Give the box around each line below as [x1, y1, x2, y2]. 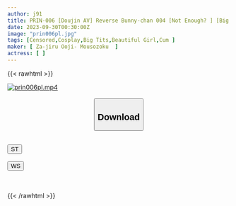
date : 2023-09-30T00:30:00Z [7, 23, 90, 30]
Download [98, 111, 140, 122]
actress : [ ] [7, 50, 46, 57]
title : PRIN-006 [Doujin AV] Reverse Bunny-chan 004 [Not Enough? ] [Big [7, 17, 230, 24]
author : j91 [7, 10, 42, 18]
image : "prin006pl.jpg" [7, 30, 78, 38]
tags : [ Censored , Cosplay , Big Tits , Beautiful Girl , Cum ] [7, 37, 175, 44]
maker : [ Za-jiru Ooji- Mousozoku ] [7, 43, 119, 50]
